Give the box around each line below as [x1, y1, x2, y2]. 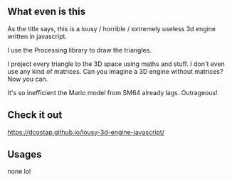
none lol [7, 167, 31, 176]
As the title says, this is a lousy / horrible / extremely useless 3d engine [7, 24, 216, 33]
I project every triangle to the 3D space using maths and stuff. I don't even [7, 60, 226, 68]
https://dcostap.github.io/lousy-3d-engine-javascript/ [7, 128, 165, 136]
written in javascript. [7, 32, 68, 40]
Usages [7, 148, 42, 160]
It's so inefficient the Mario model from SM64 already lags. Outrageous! [7, 88, 218, 97]
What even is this [7, 6, 86, 18]
